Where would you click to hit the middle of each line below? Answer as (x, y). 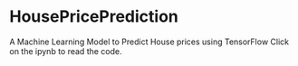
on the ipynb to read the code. (66, 51)
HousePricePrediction (94, 17)
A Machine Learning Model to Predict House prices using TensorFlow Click (149, 42)
